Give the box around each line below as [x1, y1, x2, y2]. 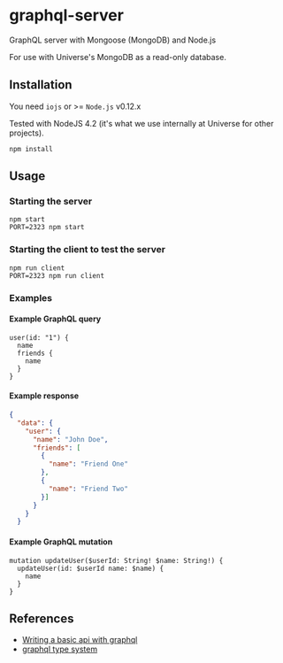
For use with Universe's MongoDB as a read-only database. [9, 51, 227, 62]
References [9, 611, 74, 626]
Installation [9, 77, 73, 93]
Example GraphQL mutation [9, 536, 113, 547]
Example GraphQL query [9, 313, 102, 324]
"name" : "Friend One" [48, 459, 128, 469]
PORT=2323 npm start [9, 223, 86, 232]
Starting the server [9, 196, 93, 208]
